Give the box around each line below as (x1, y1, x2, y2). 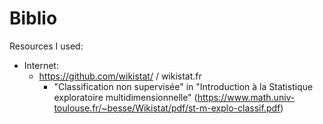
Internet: (23, 59, 59, 71)
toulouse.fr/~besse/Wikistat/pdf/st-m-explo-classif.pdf (53, 102, 281, 114)
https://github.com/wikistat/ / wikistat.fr (38, 70, 202, 82)
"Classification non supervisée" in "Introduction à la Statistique (53, 80, 314, 92)
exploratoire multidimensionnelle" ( (53, 91, 198, 103)
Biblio (9, 7, 58, 30)
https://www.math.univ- (197, 91, 296, 103)
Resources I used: (9, 40, 84, 52)
